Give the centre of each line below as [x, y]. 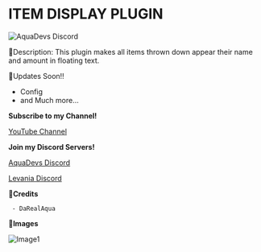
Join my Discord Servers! [52, 147]
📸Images [23, 223]
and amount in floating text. [54, 60]
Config [31, 91]
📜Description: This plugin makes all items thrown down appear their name [131, 52]
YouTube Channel [37, 131]
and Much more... [49, 100]
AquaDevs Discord [39, 163]
